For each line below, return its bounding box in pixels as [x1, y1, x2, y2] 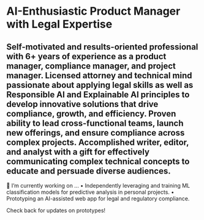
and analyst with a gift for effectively [6, 147, 150, 157]
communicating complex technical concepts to [6, 156, 190, 166]
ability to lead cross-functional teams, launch [6, 118, 184, 128]
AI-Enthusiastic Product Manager [6, 4, 181, 18]
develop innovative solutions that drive [6, 99, 159, 109]
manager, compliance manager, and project [6, 61, 176, 71]
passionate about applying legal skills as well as [6, 79, 194, 90]
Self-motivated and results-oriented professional [6, 42, 198, 52]
